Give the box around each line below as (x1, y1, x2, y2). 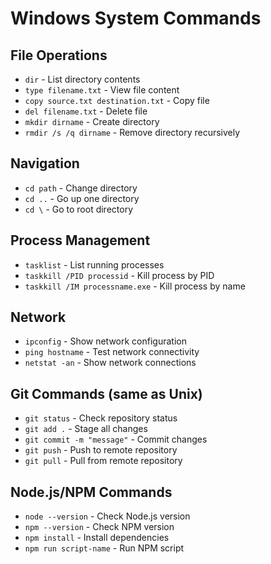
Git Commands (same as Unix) (10, 385, 203, 402)
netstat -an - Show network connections (24, 357, 197, 369)
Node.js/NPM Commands (10, 483, 173, 501)
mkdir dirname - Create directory (24, 116, 160, 127)
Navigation (10, 155, 80, 172)
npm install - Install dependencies (24, 532, 170, 544)
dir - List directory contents (24, 73, 141, 85)
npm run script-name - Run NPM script (24, 542, 185, 554)
